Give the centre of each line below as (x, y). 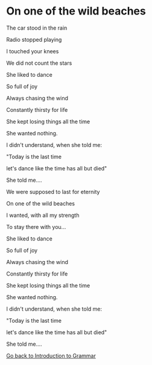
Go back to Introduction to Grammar (51, 355)
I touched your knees (33, 51)
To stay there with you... (36, 227)
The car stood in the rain (37, 28)
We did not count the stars (39, 63)
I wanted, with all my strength (43, 215)
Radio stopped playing (34, 39)
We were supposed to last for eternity (53, 192)
